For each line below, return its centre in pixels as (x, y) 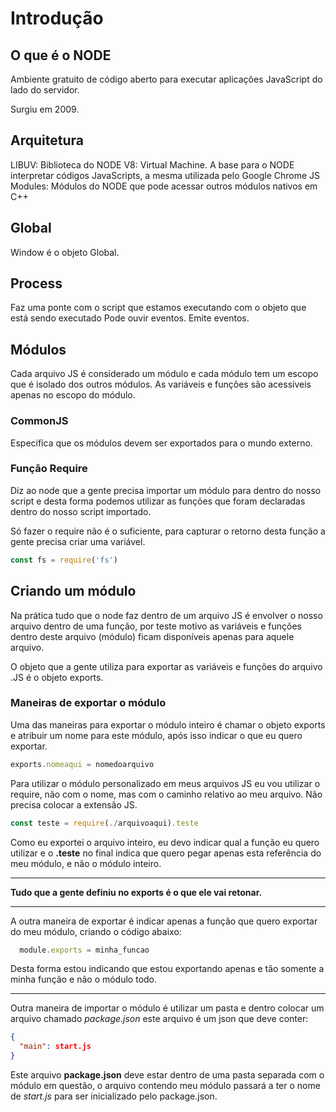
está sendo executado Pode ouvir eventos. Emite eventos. (130, 318)
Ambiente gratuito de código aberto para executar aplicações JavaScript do (166, 79)
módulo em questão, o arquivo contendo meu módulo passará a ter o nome (165, 1086)
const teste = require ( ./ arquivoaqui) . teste (104, 823)
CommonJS (39, 421)
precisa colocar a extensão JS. (74, 804)
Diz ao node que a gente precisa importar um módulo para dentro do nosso (166, 490)
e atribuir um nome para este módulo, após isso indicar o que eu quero (156, 735)
